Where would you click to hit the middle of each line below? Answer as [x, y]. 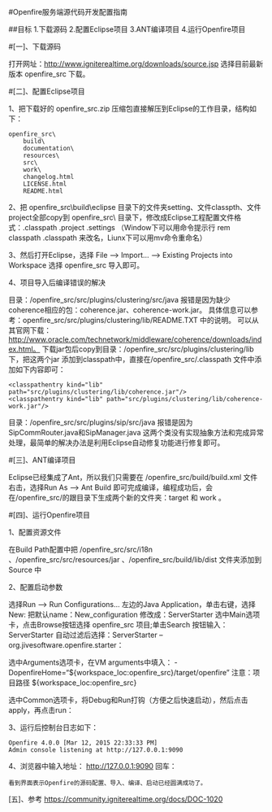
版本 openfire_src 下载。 [49, 74]
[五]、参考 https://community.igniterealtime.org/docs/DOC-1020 [116, 799]
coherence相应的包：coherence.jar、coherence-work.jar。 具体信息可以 [130, 310]
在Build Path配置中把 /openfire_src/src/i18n [80, 549]
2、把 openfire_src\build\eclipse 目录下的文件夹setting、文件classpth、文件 [135, 207]
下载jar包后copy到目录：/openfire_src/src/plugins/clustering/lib [148, 349]
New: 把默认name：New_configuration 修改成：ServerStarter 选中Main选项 [134, 614]
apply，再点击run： [41, 710]
